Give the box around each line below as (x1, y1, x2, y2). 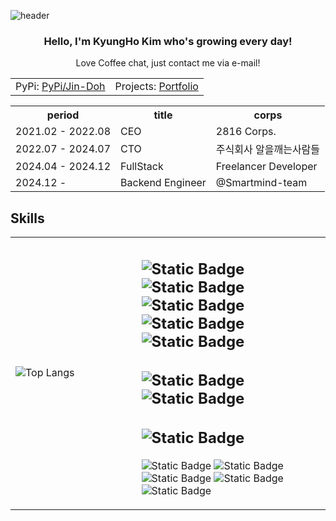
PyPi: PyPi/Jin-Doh (15, 80, 106, 94)
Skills (10, 210, 45, 227)
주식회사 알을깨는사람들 (215, 143, 321, 157)
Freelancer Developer (215, 160, 318, 174)
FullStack (120, 160, 164, 174)
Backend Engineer (120, 176, 207, 190)
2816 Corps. (215, 125, 277, 139)
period (46, 108, 80, 122)
